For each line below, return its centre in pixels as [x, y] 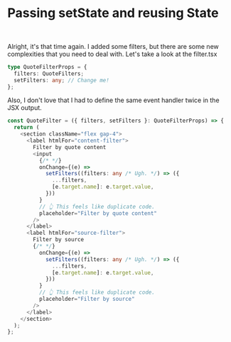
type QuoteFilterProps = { [47, 67]
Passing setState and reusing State [113, 13]
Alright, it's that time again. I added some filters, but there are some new [113, 46]
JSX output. [25, 108]
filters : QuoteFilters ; [49, 73]
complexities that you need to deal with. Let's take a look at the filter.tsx [112, 54]
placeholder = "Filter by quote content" [98, 213]
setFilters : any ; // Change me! [62, 80]
